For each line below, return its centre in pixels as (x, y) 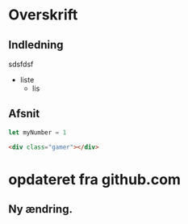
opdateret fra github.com (95, 179)
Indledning (36, 45)
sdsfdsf (21, 64)
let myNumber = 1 (38, 132)
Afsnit (24, 114)
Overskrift (43, 15)
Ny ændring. (40, 209)
